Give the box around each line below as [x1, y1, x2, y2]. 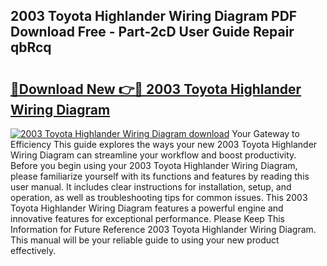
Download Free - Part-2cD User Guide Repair [10, 24, 295, 41]
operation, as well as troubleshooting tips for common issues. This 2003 [10, 192, 308, 203]
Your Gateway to [231, 128, 300, 139]
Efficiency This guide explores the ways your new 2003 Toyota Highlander [10, 139, 318, 150]
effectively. [10, 245, 57, 256]
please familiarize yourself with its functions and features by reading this [10, 170, 310, 182]
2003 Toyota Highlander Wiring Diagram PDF [10, 8, 298, 25]
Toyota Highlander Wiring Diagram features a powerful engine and [10, 202, 284, 214]
